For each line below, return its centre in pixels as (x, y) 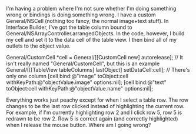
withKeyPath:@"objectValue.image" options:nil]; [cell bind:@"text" (86, 82)
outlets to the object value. (38, 46)
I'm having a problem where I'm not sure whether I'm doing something (91, 9)
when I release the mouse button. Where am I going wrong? (79, 125)
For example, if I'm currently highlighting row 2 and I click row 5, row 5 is (94, 112)
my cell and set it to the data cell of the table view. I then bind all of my (92, 40)
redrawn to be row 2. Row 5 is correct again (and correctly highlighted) (92, 119)
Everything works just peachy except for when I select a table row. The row (97, 100)
